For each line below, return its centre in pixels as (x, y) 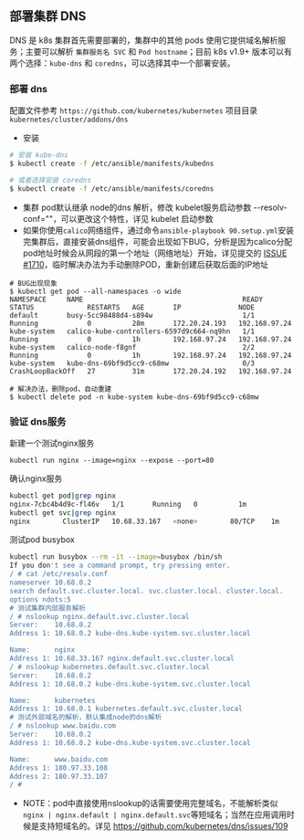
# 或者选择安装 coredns (50, 180)
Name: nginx (42, 650)
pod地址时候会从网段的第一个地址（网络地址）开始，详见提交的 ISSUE (155, 253)
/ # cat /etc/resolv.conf (58, 574)
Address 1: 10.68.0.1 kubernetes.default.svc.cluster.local (126, 709)
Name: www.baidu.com (58, 759)
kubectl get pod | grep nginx (63, 496)
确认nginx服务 (36, 478)
